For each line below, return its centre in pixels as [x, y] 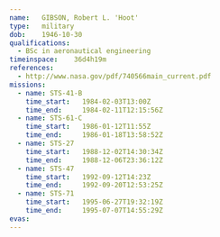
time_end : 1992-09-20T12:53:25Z [95, 186]
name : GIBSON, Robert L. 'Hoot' [74, 18]
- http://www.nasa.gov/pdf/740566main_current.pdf [115, 77]
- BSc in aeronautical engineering [84, 51]
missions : [28, 85]
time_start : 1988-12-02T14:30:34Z [95, 151]
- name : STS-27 [46, 143]
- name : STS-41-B [50, 93]
